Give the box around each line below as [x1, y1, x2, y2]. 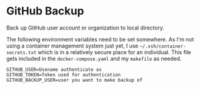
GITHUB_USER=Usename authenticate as [6, 66, 102, 73]
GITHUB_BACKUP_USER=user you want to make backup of [6, 77, 143, 83]
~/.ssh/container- [139, 43, 187, 49]
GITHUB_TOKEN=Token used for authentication [6, 72, 121, 78]
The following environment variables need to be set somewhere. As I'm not [6, 35, 195, 43]
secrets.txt [6, 49, 36, 55]
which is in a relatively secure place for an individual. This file [37, 48, 191, 55]
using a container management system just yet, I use [6, 42, 139, 49]
